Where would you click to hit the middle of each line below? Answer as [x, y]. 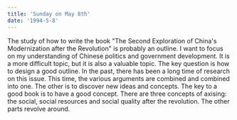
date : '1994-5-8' [33, 21]
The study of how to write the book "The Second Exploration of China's [112, 40]
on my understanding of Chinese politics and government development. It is [118, 56]
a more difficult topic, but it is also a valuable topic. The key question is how [118, 63]
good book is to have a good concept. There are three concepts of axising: [117, 94]
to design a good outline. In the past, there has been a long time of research [118, 71]
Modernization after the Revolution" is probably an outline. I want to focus [115, 48]
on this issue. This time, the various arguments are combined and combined [118, 78]
